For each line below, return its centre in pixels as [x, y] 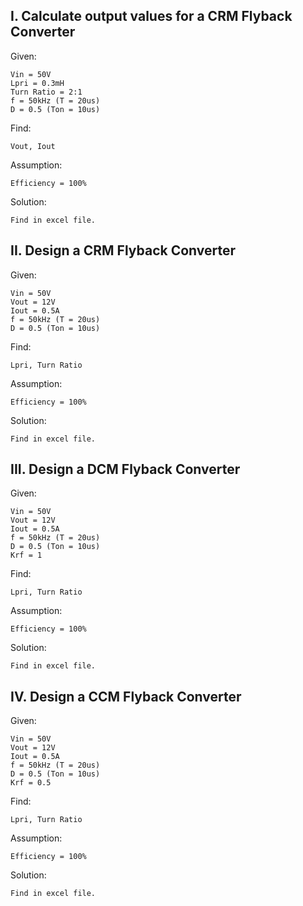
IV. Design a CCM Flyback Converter [126, 696]
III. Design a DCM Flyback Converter [125, 469]
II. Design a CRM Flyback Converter [123, 250]
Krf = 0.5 [31, 783]
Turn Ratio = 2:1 [46, 92]
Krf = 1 [26, 555]
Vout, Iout [33, 146]
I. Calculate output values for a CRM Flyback [151, 16]
